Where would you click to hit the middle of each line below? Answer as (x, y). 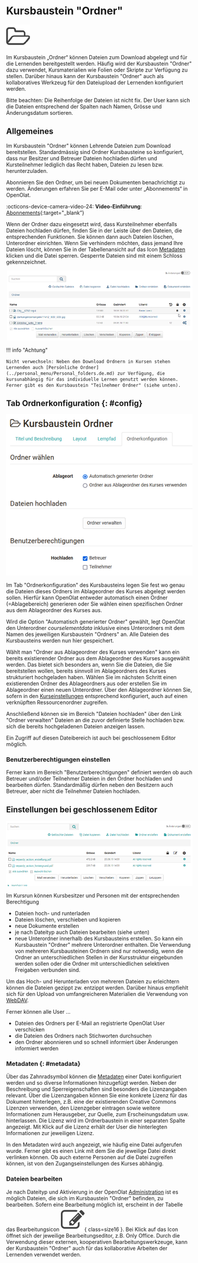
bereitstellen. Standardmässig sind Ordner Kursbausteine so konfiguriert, (95, 152)
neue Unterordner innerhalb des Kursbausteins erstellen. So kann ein (99, 939)
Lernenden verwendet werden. (44, 1254)
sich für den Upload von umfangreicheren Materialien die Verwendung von (97, 994)
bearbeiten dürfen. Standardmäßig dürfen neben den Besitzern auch (90, 785)
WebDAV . (17, 1000)
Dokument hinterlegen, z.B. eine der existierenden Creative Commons (91, 1102)
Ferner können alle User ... (38, 1012)
